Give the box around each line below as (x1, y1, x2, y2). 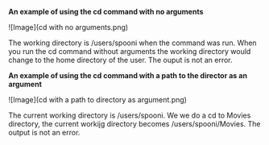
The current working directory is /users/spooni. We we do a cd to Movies (8, 110, 251, 120)
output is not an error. (8, 128, 81, 137)
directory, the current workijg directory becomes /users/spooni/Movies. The (8, 119, 261, 128)
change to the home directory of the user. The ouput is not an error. (8, 56, 233, 64)
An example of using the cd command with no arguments (8, 7, 204, 16)
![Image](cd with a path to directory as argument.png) (8, 95, 188, 104)
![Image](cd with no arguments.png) (8, 23, 129, 31)
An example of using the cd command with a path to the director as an (8, 71, 248, 80)
